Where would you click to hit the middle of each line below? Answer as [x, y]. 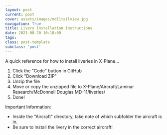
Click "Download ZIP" [35, 76]
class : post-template [28, 42]
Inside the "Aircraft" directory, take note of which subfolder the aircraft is [87, 116]
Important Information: [28, 107]
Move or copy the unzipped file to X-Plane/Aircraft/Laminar [73, 86]
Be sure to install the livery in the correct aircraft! [63, 127]
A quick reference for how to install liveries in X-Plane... [62, 61]
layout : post [19, 10]
